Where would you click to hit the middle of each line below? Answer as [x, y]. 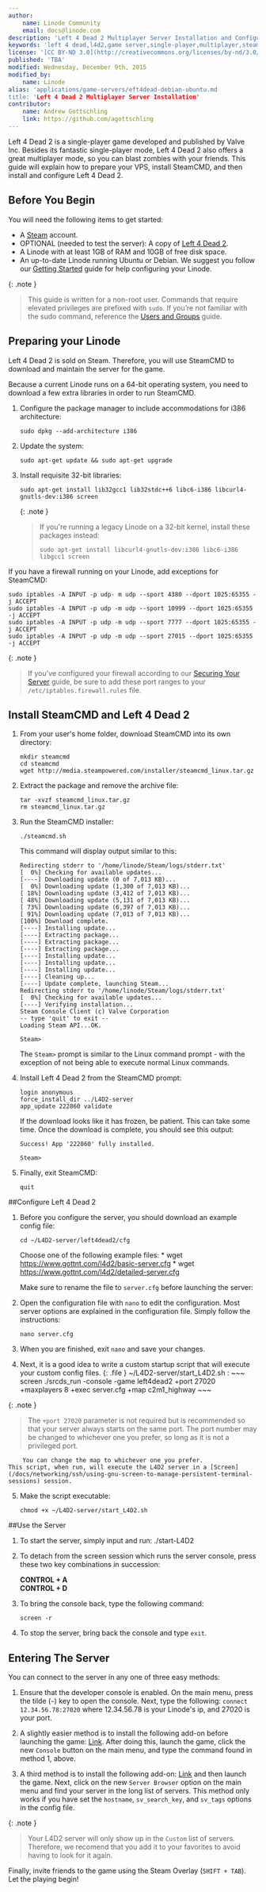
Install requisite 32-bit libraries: [70, 475]
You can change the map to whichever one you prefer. [113, 1461]
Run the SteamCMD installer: [66, 822]
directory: [36, 743]
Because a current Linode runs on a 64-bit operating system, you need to [128, 384]
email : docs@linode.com [62, 30]
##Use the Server [37, 1525]
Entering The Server [59, 1658]
